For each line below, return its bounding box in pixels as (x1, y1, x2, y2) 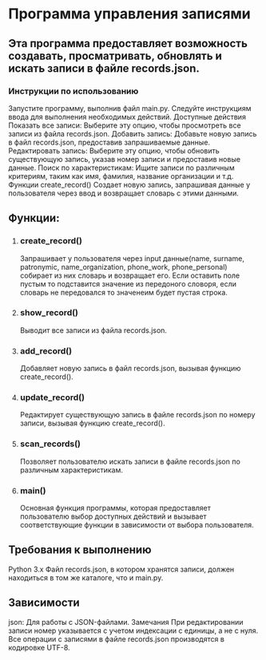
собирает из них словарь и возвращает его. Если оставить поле (19, 271, 240, 280)
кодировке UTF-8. (8, 642, 70, 652)
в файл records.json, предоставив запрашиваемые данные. (8, 137, 210, 147)
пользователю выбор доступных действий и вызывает (19, 512, 207, 521)
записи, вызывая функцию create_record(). (19, 418, 165, 428)
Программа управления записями (8, 5, 251, 23)
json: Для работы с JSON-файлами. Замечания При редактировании (8, 617, 244, 626)
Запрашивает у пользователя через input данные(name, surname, (19, 253, 245, 263)
